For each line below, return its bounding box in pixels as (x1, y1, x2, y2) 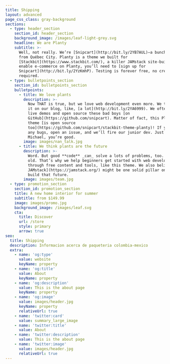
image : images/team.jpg (23, 177, 73, 182)
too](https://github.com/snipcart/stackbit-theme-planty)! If (27, 125, 162, 130)
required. (18, 73, 39, 78)
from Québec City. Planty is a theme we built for (18, 54, 128, 60)
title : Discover (18, 215, 53, 220)
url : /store (18, 219, 44, 224)
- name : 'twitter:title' (14, 322, 67, 328)
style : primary (18, 224, 51, 229)
